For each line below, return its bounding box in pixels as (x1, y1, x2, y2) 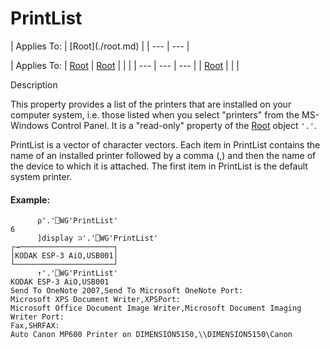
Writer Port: (10, 312, 65, 322)
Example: (10, 193, 51, 206)
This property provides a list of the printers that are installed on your (10, 98, 292, 110)
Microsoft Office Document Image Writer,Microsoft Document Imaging (10, 303, 302, 314)
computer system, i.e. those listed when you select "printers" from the (10, 108, 300, 121)
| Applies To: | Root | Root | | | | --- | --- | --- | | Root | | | (10, 59, 240, 71)
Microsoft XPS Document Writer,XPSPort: (10, 295, 182, 305)
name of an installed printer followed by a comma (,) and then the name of (10, 149, 317, 161)
